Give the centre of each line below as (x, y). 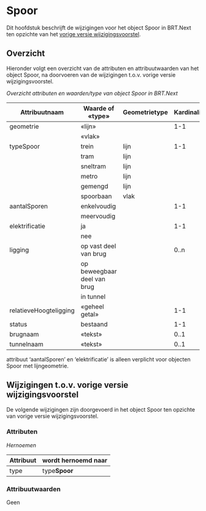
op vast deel (98, 246)
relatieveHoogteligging (42, 310)
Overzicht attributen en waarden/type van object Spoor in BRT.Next (92, 93)
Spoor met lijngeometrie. (38, 366)
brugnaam (24, 334)
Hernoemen (21, 445)
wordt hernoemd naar (75, 460)
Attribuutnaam (42, 112)
